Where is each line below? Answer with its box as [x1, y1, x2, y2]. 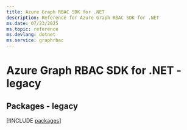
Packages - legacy [6, 101, 78, 111]
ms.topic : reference [6, 26, 59, 32]
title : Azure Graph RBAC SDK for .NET [6, 9, 105, 15]
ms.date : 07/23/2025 [6, 20, 59, 26]
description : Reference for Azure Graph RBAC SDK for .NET [6, 15, 160, 21]
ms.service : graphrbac [6, 37, 64, 43]
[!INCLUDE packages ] [6, 117, 62, 124]
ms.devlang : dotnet [6, 32, 56, 38]
